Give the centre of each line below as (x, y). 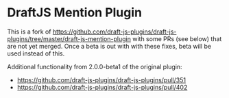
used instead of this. (36, 53)
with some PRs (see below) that (177, 38)
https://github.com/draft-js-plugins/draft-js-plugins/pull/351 (101, 79)
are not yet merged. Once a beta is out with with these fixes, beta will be (109, 46)
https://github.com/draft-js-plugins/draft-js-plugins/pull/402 (102, 87)
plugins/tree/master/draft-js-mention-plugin (69, 38)
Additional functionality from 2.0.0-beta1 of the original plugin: (95, 66)
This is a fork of (29, 32)
